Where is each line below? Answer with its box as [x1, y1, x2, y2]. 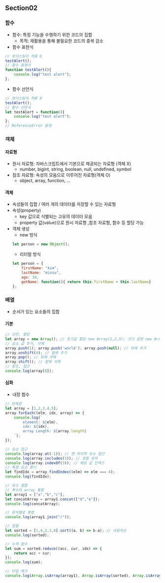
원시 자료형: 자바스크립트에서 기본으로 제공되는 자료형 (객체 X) [12, 161, 132, 167]
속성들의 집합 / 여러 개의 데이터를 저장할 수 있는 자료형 [12, 201, 116, 207]
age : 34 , [21, 275, 39, 279]
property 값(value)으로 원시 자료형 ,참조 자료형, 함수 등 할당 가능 [19, 220, 144, 225]
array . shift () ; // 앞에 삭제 [5, 360, 60, 364]
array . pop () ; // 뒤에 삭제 [5, 355, 56, 360]
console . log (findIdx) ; [5, 474, 52, 479]
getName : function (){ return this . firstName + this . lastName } [21, 279, 151, 284]
